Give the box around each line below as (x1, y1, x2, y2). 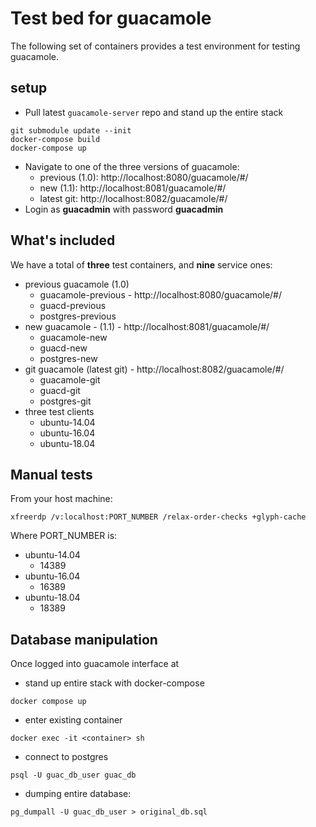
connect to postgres (24, 751, 109, 763)
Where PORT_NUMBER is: (10, 530, 118, 542)
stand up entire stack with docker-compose (24, 677, 205, 689)
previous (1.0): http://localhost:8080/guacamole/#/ (39, 171, 249, 183)
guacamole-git (39, 373, 101, 386)
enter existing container (24, 714, 123, 726)
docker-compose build (10, 134, 101, 144)
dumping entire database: (24, 788, 132, 800)
